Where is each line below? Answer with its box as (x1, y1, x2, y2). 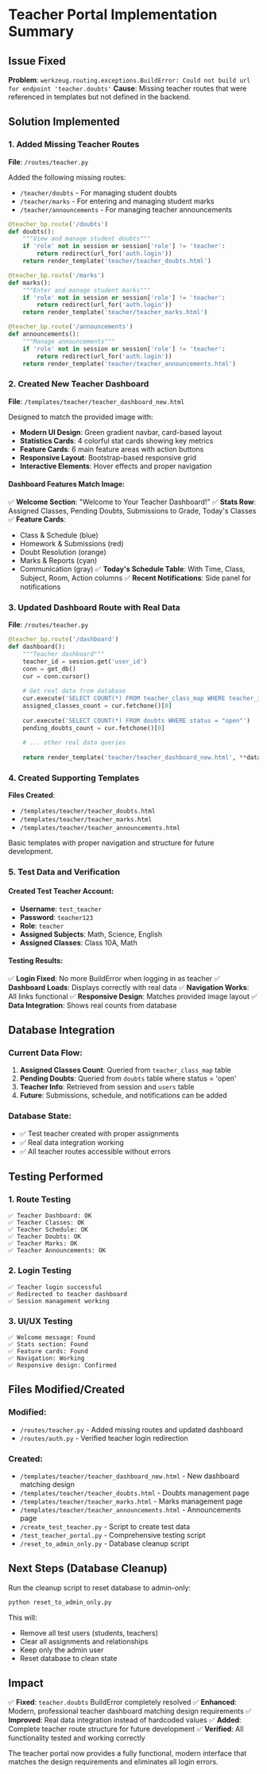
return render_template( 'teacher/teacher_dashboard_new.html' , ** (22, 754, 247, 762)
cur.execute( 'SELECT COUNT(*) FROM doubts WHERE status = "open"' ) (22, 716, 250, 724)
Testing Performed (8, 1170, 103, 1184)
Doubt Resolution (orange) (19, 547, 107, 557)
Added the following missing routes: (8, 173, 126, 182)
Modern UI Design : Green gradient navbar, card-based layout (19, 427, 222, 437)
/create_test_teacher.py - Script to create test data (19, 1521, 191, 1531)
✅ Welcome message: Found (8, 1333, 95, 1341)
